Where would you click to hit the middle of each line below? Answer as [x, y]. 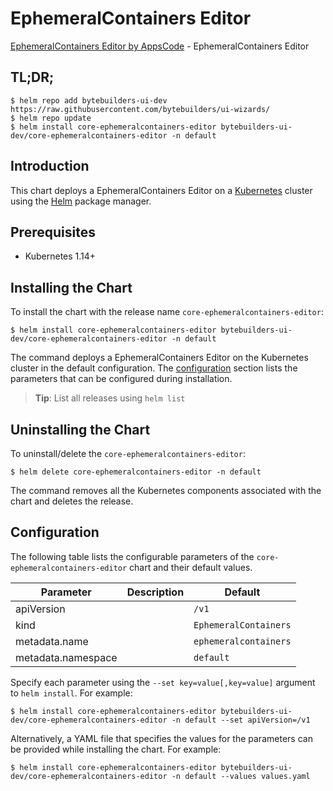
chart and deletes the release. [72, 501]
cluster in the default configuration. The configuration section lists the [154, 368]
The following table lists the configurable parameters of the [132, 556]
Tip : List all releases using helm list [110, 398]
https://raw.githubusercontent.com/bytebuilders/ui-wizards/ [140, 109]
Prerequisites [53, 232]
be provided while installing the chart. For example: [116, 749]
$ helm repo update [51, 118]
